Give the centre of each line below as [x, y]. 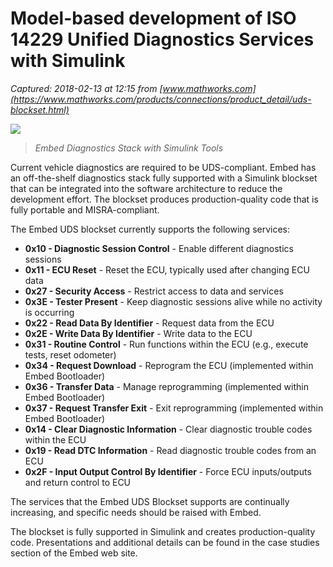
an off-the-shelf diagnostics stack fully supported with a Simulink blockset [164, 178]
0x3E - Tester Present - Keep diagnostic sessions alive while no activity [173, 301]
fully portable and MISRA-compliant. [85, 209]
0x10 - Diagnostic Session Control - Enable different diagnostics [159, 248]
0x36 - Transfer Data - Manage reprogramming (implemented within [166, 386]
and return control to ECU [78, 482]
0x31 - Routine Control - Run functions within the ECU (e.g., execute [166, 344]
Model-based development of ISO [153, 18]
